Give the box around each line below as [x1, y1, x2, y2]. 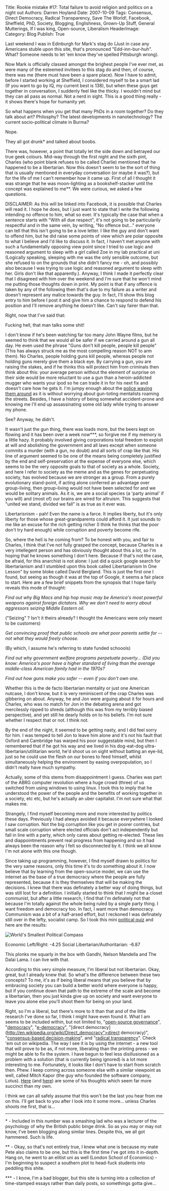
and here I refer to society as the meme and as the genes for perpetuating [5, 469, 159, 475]
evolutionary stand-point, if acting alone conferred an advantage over [5, 480, 150, 485]
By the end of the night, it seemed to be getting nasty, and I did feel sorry [5, 727, 157, 733]
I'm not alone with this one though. [5, 848, 77, 854]
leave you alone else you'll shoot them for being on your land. [5, 999, 133, 1004]
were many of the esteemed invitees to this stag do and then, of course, [5, 66, 154, 72]
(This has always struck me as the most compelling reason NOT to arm [5, 348, 152, 354]
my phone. [5, 407, 28, 412]
